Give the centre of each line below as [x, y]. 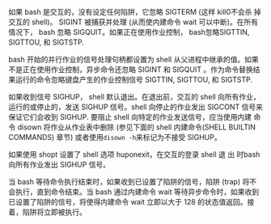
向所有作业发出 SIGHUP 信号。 [59, 165]
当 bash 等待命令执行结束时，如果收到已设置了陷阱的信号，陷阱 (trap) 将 [129, 182]
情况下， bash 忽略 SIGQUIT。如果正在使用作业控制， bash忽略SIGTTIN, [129, 32]
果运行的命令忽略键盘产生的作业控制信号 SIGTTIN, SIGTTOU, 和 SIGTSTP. [131, 80]
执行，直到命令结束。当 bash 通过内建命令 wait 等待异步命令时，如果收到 [137, 192]
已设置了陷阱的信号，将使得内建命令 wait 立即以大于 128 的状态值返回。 [128, 202]
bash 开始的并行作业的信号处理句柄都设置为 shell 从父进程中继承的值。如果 [133, 59]
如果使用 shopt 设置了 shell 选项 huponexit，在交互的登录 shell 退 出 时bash [134, 154]
